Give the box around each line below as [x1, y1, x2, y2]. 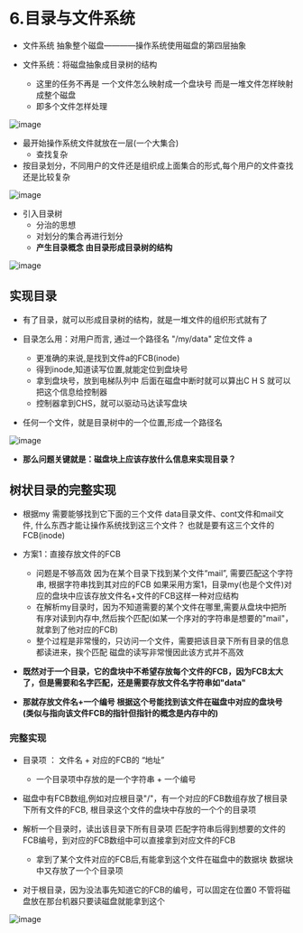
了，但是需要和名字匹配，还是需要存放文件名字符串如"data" [22, 676, 246, 687]
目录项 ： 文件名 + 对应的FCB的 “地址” [22, 754, 165, 765]
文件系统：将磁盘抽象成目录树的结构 [22, 59, 158, 70]
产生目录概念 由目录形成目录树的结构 [35, 241, 173, 253]
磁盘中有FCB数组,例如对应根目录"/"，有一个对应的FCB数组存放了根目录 [22, 792, 289, 804]
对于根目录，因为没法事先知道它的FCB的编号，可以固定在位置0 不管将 [22, 884, 283, 895]
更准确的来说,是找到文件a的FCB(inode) [35, 352, 180, 363]
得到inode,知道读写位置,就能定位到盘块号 [35, 363, 188, 375]
